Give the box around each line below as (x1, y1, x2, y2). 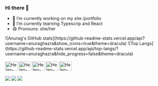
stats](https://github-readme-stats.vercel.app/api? (42, 35, 145, 41)
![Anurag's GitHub (5, 35, 42, 41)
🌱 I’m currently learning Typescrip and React (12, 21, 103, 26)
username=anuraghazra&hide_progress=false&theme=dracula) (5, 51, 134, 57)
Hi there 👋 (5, 4, 30, 11)
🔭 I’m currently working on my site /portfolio (12, 16, 102, 21)
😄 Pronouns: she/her (12, 26, 56, 32)
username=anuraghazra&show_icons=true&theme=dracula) (5, 41, 127, 46)
